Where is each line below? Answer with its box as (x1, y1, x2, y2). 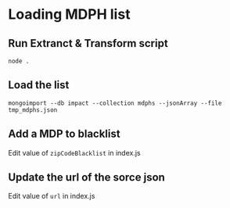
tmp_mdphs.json (8, 106, 58, 114)
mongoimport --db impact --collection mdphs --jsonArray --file (8, 99, 222, 107)
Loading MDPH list (8, 5, 131, 23)
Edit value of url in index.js (8, 192, 95, 201)
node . (8, 57, 30, 65)
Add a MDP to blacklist (8, 127, 120, 141)
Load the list (8, 78, 70, 91)
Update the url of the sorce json (8, 170, 166, 185)
